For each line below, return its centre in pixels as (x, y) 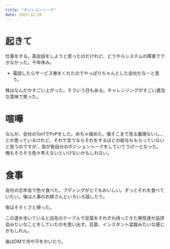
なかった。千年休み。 (32, 63)
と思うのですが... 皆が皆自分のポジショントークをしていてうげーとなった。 (83, 147)
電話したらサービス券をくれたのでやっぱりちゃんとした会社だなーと (84, 73)
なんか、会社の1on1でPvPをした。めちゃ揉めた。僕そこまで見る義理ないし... (84, 134)
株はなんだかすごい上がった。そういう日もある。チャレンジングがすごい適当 (85, 90)
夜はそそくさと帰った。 (30, 207)
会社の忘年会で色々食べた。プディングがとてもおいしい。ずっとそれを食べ (82, 190)
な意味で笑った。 (23, 97)
